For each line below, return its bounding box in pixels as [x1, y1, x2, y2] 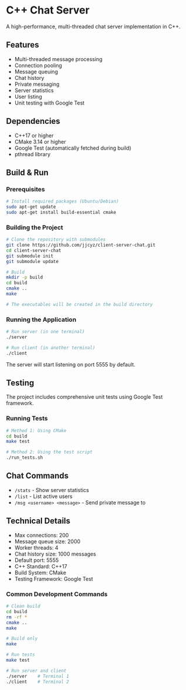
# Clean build [6, 603, 41, 609]
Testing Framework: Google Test [14, 575, 94, 582]
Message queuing [14, 68, 58, 75]
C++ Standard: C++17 [14, 563, 67, 570]
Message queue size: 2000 [14, 538, 81, 545]
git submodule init [6, 253, 54, 259]
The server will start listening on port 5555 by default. [6, 361, 136, 368]
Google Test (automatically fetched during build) [14, 144, 132, 152]
